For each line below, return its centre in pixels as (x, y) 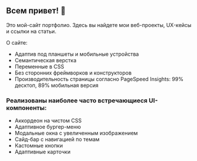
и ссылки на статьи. (31, 31)
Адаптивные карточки (42, 152)
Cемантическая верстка (45, 60)
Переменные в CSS (39, 66)
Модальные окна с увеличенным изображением (76, 133)
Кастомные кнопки (39, 146)
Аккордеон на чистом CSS (48, 120)
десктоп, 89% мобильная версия (56, 85)
